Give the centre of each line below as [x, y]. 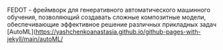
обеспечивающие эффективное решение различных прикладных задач [112, 24]
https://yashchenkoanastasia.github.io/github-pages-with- [118, 32]
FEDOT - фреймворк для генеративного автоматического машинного [109, 10]
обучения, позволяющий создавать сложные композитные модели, [107, 17]
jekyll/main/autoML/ [35, 39]
